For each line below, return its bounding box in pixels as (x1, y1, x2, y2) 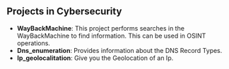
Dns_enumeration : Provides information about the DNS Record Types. (16, 46, 223, 54)
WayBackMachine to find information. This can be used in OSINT (16, 31, 206, 40)
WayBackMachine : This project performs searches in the (16, 24, 185, 32)
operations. (16, 38, 51, 47)
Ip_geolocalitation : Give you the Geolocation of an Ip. (16, 54, 174, 62)
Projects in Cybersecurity (6, 6, 122, 17)
